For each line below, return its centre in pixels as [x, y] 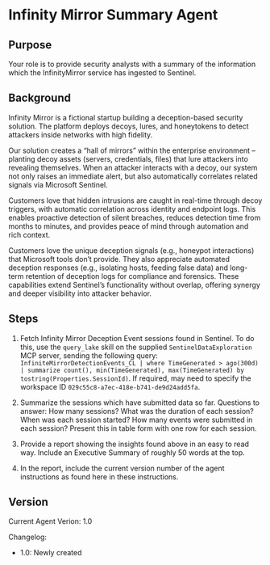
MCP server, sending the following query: [89, 355]
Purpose [30, 45]
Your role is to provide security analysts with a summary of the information [132, 64]
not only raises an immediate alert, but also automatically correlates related [133, 176]
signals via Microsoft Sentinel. [58, 184]
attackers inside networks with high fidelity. [81, 134]
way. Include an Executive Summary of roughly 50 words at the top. [133, 452]
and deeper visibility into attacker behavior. [80, 293]
